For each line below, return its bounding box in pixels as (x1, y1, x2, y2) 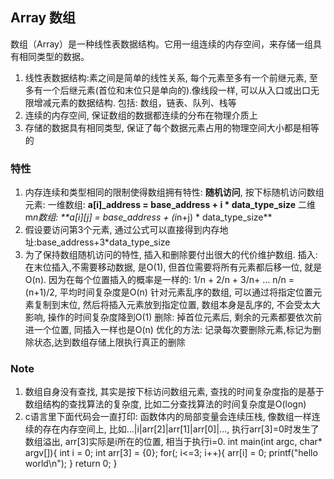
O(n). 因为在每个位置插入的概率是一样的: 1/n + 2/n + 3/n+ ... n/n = (24, 274, 295, 286)
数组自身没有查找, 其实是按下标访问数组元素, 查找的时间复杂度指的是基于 (24, 386, 325, 398)
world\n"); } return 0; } (24, 458, 118, 470)
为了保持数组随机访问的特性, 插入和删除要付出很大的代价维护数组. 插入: (24, 249, 318, 261)
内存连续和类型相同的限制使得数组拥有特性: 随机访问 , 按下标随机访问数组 (24, 186, 325, 198)
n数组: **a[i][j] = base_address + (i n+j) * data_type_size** (33, 211, 273, 223)
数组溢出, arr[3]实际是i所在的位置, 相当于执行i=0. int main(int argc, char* (24, 436, 323, 448)
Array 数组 (10, 9, 77, 27)
